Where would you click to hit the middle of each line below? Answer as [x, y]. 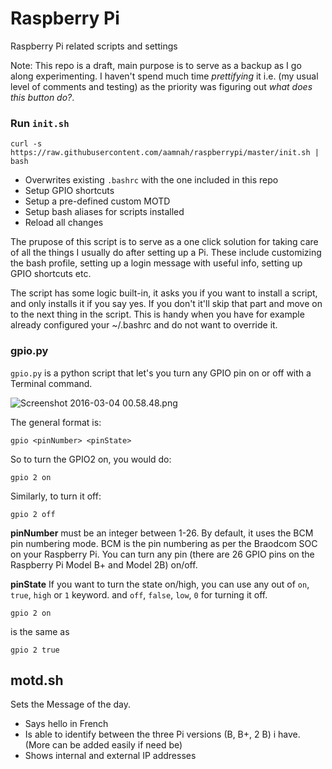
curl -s [26, 144]
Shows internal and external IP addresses [110, 756]
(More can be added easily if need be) [103, 745]
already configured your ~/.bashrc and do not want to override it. [144, 325]
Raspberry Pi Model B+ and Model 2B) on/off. [104, 564]
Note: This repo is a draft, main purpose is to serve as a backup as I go [156, 65]
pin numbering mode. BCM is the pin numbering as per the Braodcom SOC [164, 543]
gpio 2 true [35, 650]
